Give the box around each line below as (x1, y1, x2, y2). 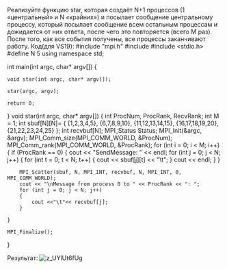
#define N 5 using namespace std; (7, 49, 105, 57)
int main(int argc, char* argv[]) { (7, 63, 97, 71)
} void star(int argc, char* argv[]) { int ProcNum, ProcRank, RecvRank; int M (7, 112, 219, 120)
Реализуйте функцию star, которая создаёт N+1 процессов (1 (7, 6, 185, 14)
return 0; (7, 100, 36, 107)
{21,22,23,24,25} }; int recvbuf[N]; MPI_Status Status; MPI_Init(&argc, (7, 127, 202, 134)
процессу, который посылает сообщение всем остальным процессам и (7, 21, 217, 28)
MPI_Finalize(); (7, 229, 53, 235)
